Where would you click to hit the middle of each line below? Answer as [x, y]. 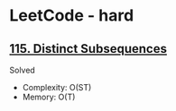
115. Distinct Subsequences [88, 49]
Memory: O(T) [49, 97]
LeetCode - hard [72, 16]
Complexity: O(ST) [57, 87]
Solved [23, 70]
